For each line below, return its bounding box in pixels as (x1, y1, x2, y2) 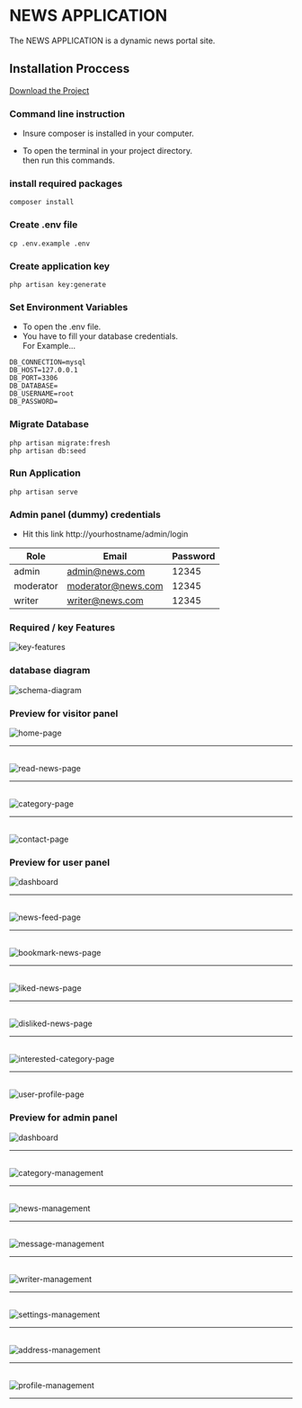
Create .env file (9, 218, 78, 231)
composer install (9, 198, 75, 207)
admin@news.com (67, 566, 146, 578)
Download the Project (9, 85, 90, 95)
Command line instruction (9, 107, 126, 120)
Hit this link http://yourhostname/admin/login (22, 529, 189, 539)
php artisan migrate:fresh (9, 438, 111, 448)
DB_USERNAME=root (9, 389, 75, 398)
